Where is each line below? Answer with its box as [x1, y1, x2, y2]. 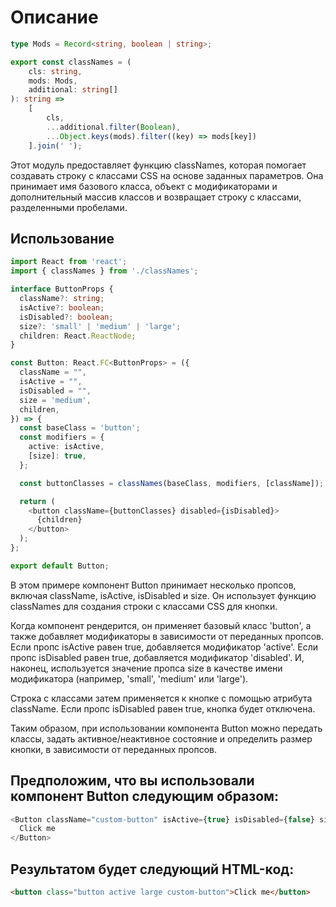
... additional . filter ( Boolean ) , [46, 122, 182, 132]
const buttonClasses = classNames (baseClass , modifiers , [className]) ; [19, 478, 325, 488]
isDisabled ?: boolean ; [19, 312, 114, 322]
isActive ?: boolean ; [19, 302, 105, 313]
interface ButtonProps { [10, 284, 114, 295]
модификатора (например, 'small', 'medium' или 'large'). [10, 672, 249, 685]
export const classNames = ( [10, 57, 132, 67]
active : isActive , [28, 442, 105, 452]
